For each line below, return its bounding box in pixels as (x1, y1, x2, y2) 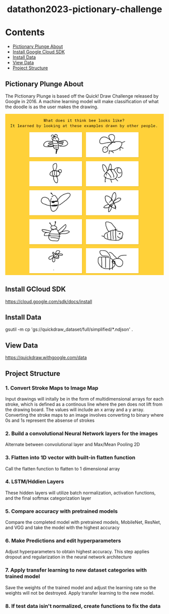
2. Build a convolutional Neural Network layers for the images (5, 430, 158, 437)
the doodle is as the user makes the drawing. (5, 104, 99, 110)
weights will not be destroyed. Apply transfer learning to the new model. (5, 590, 155, 596)
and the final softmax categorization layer (5, 495, 92, 501)
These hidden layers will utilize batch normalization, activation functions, (5, 490, 156, 496)
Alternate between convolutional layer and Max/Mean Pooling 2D (5, 442, 140, 448)
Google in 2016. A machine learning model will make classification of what (5, 98, 159, 104)
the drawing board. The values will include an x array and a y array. (5, 406, 145, 413)
